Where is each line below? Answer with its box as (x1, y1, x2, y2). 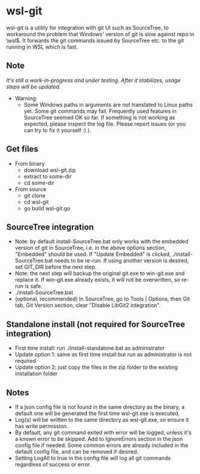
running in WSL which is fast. (6, 43, 78, 50)
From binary (14, 160, 45, 167)
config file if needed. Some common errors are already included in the (14, 442, 189, 449)
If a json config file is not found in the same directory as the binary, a (14, 404, 185, 410)
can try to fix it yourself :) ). (23, 126, 92, 133)
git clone (23, 192, 46, 199)
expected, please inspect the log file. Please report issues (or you (23, 120, 186, 127)
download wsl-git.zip (23, 166, 76, 174)
